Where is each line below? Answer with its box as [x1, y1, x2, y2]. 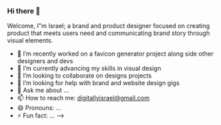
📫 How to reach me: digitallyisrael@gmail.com [16, 94, 150, 102]
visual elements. [7, 36, 54, 45]
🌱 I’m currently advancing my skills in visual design [16, 65, 161, 73]
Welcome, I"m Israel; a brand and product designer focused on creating [7, 22, 211, 30]
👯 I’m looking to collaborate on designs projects [16, 71, 152, 80]
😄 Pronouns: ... [16, 104, 62, 112]
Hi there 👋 [7, 6, 41, 16]
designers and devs [16, 57, 73, 65]
